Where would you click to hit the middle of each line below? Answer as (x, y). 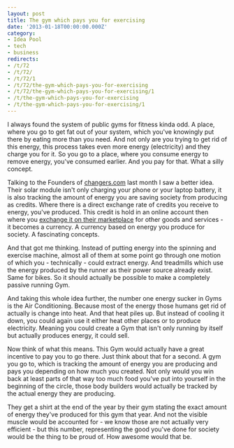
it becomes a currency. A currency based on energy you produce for (106, 227)
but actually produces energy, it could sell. (68, 335)
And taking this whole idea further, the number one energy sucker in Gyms (115, 298)
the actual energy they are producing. (61, 393)
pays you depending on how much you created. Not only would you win (111, 371)
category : (22, 33)
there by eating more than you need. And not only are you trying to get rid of (117, 139)
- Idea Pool (24, 40)
